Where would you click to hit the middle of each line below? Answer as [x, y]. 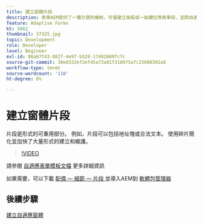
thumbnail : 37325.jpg [34, 34]
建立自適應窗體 [25, 215]
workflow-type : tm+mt [34, 68]
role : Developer [27, 46]
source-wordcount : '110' [37, 73]
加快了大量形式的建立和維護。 [54, 142]
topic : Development [31, 40]
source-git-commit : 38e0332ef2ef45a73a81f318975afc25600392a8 [86, 62]
